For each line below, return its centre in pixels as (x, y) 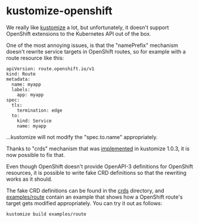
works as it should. (29, 179)
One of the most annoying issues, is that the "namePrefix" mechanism (92, 45)
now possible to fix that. (36, 155)
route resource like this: (35, 58)
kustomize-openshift (59, 11)
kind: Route (21, 74)
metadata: (18, 79)
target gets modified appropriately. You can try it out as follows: (84, 203)
